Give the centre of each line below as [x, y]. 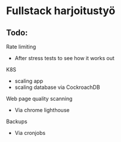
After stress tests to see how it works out [65, 58]
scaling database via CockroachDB [57, 87]
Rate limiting [21, 47]
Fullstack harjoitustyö [61, 11]
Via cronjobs [30, 133]
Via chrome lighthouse [42, 110]
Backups [17, 121]
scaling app [29, 81]
